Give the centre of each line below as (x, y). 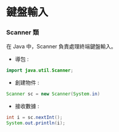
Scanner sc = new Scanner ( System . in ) (53, 94)
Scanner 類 (23, 32)
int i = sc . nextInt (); (34, 118)
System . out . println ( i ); (36, 123)
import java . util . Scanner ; (40, 70)
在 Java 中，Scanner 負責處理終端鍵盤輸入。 (61, 47)
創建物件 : (27, 83)
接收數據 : (27, 106)
